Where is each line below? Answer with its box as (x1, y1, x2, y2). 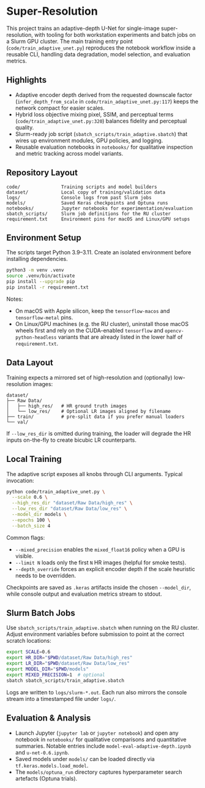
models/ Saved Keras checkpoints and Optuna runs (6, 200, 168, 206)
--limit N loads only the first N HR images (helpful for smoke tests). (15, 559, 187, 566)
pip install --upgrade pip (6, 279, 75, 285)
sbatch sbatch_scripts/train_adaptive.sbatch (6, 677, 124, 684)
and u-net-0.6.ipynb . (15, 749, 69, 756)
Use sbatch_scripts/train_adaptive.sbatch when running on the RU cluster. (6, 624, 199, 632)
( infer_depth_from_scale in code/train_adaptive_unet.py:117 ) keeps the (15, 97, 199, 105)
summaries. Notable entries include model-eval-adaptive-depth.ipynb (15, 742, 192, 749)
